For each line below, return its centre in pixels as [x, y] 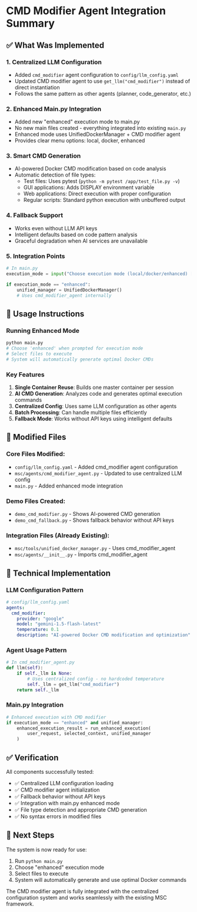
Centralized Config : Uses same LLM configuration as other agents [96, 406]
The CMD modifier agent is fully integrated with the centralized [82, 891]
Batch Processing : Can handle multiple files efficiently [81, 412]
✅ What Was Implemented [55, 45]
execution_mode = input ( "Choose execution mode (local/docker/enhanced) [97, 274]
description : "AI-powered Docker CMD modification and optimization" [104, 635]
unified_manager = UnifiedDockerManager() [69, 290]
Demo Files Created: [36, 501]
